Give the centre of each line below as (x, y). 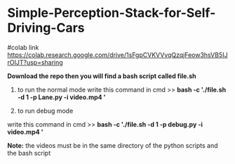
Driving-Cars (46, 28)
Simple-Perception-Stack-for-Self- (112, 13)
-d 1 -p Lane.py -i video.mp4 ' (62, 97)
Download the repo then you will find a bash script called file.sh (102, 76)
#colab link (23, 47)
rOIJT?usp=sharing (35, 62)
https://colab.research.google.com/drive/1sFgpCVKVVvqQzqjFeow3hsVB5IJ (117, 55)
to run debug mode (45, 111)
